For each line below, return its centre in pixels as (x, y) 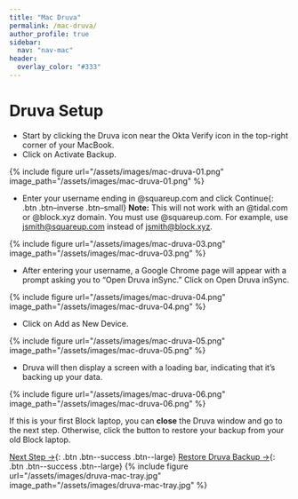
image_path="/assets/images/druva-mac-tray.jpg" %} (109, 485)
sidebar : (25, 42)
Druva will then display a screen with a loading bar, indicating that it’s (149, 367)
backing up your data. (62, 376)
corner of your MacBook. (68, 145)
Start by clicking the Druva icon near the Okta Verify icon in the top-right (155, 135)
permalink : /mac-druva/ (53, 26)
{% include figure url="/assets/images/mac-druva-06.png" (117, 394)
